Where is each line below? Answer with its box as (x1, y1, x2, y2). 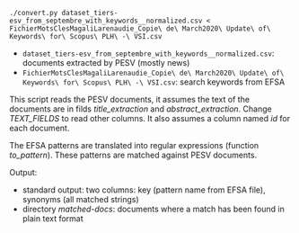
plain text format (22, 213, 84, 224)
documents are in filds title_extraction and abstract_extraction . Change (9, 103, 272, 114)
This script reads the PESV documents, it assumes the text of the (9, 94, 250, 104)
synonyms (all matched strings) (22, 194, 139, 204)
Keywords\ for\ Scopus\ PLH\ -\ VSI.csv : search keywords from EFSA (22, 76, 286, 87)
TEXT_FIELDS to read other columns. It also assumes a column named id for (9, 113, 290, 123)
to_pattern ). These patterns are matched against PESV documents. (9, 149, 258, 160)
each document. (9, 122, 70, 133)
